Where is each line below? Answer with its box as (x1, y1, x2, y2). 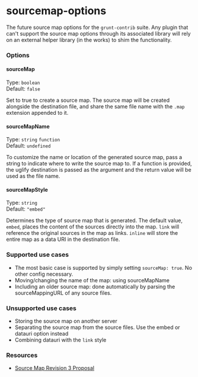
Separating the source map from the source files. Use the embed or (14, 324, 180, 331)
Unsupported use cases (6, 304, 77, 312)
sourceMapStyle (6, 186, 49, 193)
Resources (6, 351, 38, 359)
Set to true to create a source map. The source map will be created (6, 96, 170, 104)
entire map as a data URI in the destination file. (6, 236, 120, 243)
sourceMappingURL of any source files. (14, 289, 112, 297)
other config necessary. (14, 270, 74, 278)
